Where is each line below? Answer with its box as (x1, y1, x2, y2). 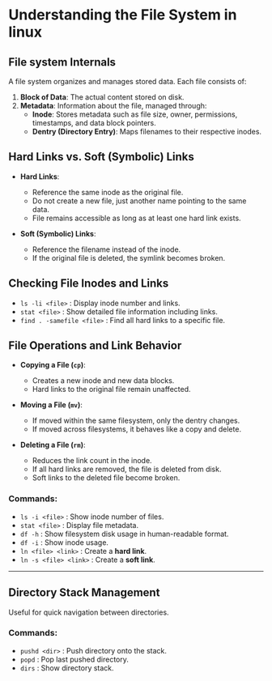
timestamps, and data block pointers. (32, 118, 156, 127)
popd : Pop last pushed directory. (19, 654, 130, 664)
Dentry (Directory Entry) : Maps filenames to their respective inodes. (32, 127, 261, 136)
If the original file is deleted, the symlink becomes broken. (32, 253, 226, 262)
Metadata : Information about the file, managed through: (19, 101, 207, 110)
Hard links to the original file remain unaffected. (32, 385, 192, 394)
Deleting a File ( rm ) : (19, 440, 87, 450)
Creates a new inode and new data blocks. (32, 376, 175, 385)
